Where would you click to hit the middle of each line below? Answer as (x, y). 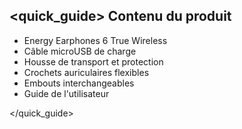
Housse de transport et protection (93, 61)
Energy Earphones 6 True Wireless (95, 40)
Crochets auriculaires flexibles (86, 72)
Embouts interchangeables (79, 83)
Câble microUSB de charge (80, 51)
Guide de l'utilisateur (66, 93)
